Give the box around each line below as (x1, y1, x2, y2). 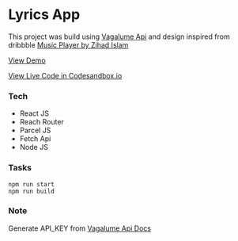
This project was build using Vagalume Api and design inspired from (8, 32, 231, 41)
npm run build (8, 187, 55, 195)
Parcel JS (19, 125, 51, 136)
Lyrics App (8, 6, 81, 24)
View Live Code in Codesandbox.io (8, 71, 123, 80)
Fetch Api (19, 134, 51, 143)
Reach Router (19, 117, 65, 127)
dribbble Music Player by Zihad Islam (8, 40, 129, 49)
